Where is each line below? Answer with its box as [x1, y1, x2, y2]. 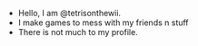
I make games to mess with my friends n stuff [17, 17, 189, 28]
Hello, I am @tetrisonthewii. [17, 8, 121, 18]
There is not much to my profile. [17, 27, 138, 37]
